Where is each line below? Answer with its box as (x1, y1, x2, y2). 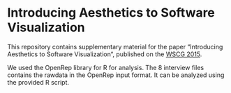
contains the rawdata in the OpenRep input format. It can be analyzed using (7, 71, 225, 79)
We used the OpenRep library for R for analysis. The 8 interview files (7, 63, 204, 71)
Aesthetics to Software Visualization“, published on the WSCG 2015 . (7, 50, 202, 58)
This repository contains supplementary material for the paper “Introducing (7, 42, 223, 51)
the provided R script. (7, 78, 70, 86)
